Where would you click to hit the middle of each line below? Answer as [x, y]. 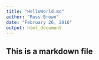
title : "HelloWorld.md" [35, 11]
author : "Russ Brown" [33, 17]
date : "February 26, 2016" [39, 22]
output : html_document [34, 28]
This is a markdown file [49, 51]
